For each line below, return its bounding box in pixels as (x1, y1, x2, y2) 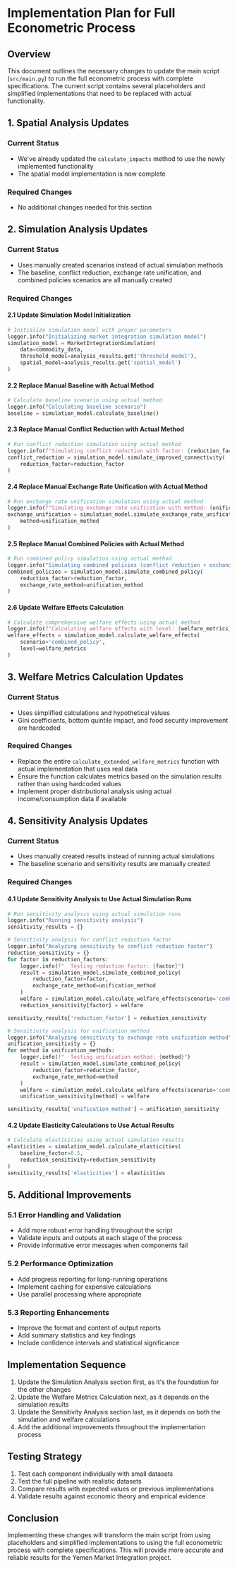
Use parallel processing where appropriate (17, 1290, 142, 1298)
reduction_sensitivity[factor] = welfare (20, 1002, 143, 1009)
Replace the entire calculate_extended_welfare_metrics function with (17, 757, 220, 765)
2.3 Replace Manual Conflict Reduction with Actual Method (7, 425, 185, 433)
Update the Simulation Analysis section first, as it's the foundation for (17, 1378, 219, 1386)
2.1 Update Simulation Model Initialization (7, 311, 131, 319)
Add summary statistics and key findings (17, 1330, 136, 1339)
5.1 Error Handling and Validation (7, 1210, 121, 1220)
